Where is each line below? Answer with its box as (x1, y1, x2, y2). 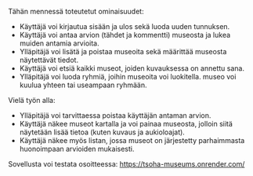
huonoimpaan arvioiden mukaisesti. (19, 145, 135, 153)
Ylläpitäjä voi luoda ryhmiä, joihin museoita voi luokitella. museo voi (19, 72, 237, 81)
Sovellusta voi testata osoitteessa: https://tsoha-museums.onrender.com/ (8, 159, 245, 168)
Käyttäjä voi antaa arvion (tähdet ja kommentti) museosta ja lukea (19, 31, 231, 39)
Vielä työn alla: (8, 96, 56, 104)
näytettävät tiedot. (19, 55, 79, 64)
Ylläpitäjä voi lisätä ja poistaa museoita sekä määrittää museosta (19, 47, 227, 56)
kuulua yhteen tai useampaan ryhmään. (19, 80, 147, 90)
